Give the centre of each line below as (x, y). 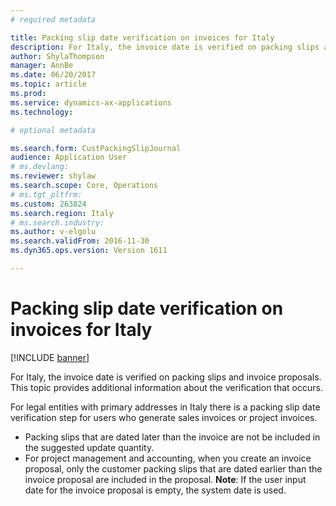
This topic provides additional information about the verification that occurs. (166, 387)
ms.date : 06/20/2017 (53, 75)
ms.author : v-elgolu (53, 232)
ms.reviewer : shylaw (53, 176)
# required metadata (53, 19)
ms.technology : (42, 112)
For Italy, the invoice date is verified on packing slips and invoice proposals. (166, 377)
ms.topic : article (48, 84)
